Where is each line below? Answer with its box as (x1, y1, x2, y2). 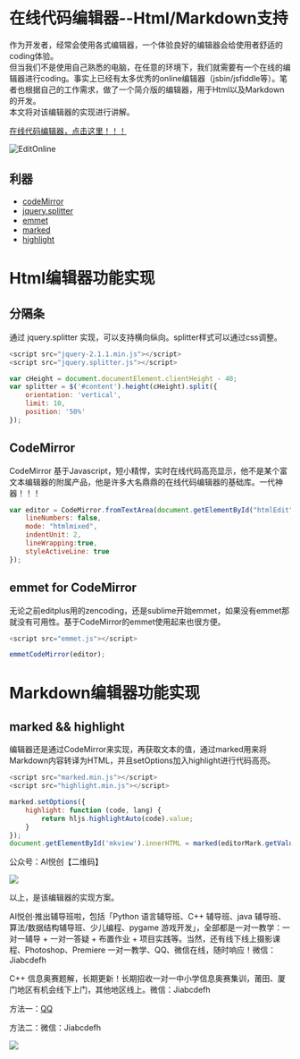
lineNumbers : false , (25, 513, 102, 523)
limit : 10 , (25, 399, 66, 408)
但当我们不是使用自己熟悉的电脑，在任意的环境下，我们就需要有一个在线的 (9, 62, 283, 72)
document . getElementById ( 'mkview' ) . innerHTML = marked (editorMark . (9, 839, 266, 848)
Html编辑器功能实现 (9, 267, 155, 288)
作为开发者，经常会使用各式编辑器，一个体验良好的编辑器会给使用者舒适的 (9, 39, 283, 50)
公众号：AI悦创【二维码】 (9, 856, 104, 868)
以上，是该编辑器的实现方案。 (9, 892, 119, 903)
